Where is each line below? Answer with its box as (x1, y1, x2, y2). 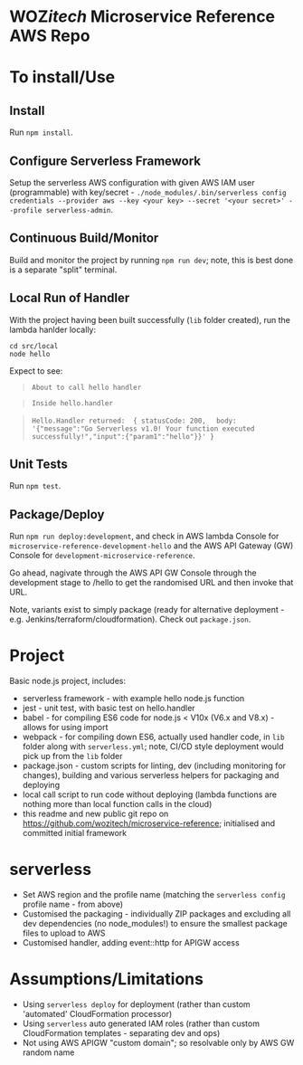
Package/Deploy (9, 507, 105, 522)
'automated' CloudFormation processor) (22, 1009, 173, 1020)
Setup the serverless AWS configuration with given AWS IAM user (9, 177, 255, 187)
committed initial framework (22, 828, 128, 839)
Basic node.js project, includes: (9, 676, 127, 687)
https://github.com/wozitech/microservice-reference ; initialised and (22, 818, 276, 829)
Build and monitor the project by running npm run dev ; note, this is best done (9, 254, 294, 265)
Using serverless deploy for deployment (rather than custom (22, 999, 251, 1010)
